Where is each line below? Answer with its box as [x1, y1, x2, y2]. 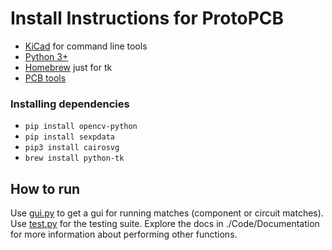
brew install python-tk [24, 153, 125, 164]
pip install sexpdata [24, 132, 115, 142]
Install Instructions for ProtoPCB [10, 7, 285, 30]
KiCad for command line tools [24, 40, 148, 52]
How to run [10, 180, 81, 197]
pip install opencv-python [24, 122, 138, 132]
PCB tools [24, 72, 67, 84]
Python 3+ [24, 50, 69, 62]
